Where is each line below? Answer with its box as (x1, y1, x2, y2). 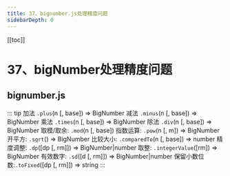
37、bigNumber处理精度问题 (7, 61, 173, 77)
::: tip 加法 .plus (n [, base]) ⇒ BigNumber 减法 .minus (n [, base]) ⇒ (7, 108, 198, 117)
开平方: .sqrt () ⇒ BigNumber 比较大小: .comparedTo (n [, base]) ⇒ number (7, 135, 216, 143)
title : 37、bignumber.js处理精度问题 (7, 10, 108, 17)
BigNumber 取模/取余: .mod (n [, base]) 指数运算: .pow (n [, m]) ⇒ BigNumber (7, 126, 220, 135)
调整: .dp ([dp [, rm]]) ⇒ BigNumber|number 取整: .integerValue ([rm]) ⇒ (12, 143, 218, 152)
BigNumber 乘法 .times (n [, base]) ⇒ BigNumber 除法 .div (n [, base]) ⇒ (7, 117, 212, 126)
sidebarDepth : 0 (7, 17, 54, 23)
